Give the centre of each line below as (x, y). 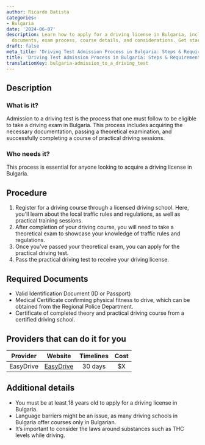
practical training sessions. (49, 221)
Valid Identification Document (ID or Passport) (73, 293)
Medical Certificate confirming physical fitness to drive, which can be (103, 300)
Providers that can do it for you (66, 339)
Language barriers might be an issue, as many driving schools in (96, 416)
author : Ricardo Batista (38, 12)
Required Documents (47, 279)
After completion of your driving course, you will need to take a (94, 227)
